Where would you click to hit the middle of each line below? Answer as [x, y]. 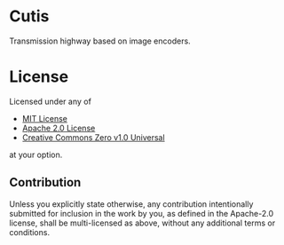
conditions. [30, 232]
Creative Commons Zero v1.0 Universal [94, 137]
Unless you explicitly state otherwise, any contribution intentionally [131, 204]
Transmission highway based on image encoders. [100, 41]
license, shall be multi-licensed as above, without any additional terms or [142, 223]
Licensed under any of [50, 101]
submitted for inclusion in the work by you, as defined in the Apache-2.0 [141, 213]
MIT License [45, 118]
